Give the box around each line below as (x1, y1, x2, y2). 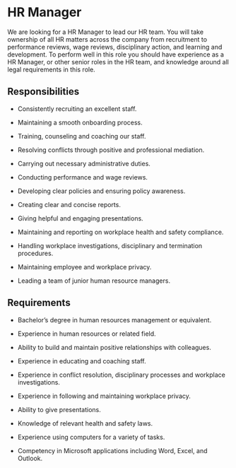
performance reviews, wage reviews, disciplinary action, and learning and (7, 42, 223, 51)
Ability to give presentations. (17, 405, 101, 414)
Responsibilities (7, 86, 80, 98)
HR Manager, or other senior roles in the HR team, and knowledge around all (7, 57, 230, 66)
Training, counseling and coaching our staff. (17, 131, 146, 140)
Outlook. (17, 454, 43, 462)
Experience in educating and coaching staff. (17, 356, 146, 365)
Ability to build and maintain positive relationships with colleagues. (17, 343, 212, 351)
